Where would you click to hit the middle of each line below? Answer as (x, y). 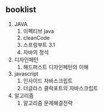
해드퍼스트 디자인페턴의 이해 (56, 67)
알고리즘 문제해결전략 (48, 103)
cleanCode (36, 37)
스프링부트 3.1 (39, 44)
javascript (26, 73)
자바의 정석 (36, 52)
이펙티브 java (38, 31)
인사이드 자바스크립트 (48, 81)
